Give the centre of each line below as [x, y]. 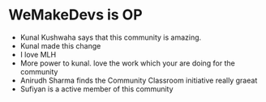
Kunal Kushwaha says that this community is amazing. [111, 37]
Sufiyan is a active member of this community [97, 89]
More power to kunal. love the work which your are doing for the [127, 63]
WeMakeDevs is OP [76, 15]
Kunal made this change [60, 45]
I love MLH [38, 54]
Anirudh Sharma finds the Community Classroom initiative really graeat [139, 80]
